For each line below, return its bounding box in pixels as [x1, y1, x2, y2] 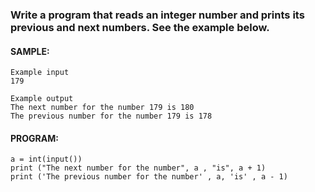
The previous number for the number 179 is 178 [10, 111, 213, 122]
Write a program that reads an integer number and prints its [10, 8, 305, 22]
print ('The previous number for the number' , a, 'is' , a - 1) [10, 172, 288, 182]
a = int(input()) [10, 154, 83, 165]
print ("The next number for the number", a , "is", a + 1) [10, 163, 267, 173]
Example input [10, 68, 70, 78]
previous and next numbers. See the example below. [10, 20, 270, 34]
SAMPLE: [10, 45, 50, 57]
